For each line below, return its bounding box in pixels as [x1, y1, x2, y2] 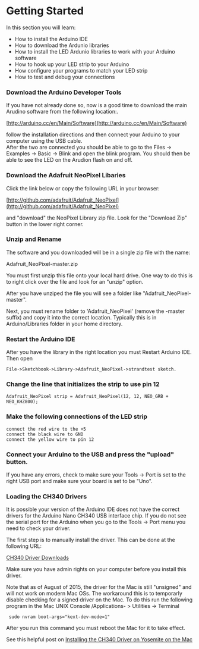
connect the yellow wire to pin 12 [6, 436, 94, 443]
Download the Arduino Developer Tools [6, 88, 122, 96]
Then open [6, 355, 33, 362]
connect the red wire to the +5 [6, 426, 86, 432]
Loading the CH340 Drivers [6, 492, 87, 500]
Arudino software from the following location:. [6, 108, 119, 115]
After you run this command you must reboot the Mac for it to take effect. [6, 625, 185, 632]
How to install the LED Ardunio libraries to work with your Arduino [14, 48, 175, 55]
